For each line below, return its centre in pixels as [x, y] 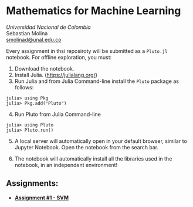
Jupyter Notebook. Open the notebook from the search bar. [87, 147]
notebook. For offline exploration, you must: [59, 57]
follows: [24, 87]
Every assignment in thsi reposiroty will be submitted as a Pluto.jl [87, 51]
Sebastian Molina [27, 33]
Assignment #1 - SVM [42, 198]
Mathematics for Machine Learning [94, 11]
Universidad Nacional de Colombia [48, 27]
